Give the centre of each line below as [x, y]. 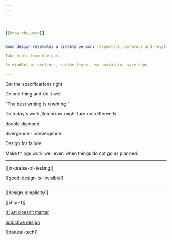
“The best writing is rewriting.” [37, 104]
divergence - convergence [33, 134]
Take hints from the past [33, 56]
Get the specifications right [34, 84]
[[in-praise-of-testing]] [29, 168]
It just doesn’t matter [27, 212]
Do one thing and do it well [34, 94]
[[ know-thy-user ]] [25, 33]
